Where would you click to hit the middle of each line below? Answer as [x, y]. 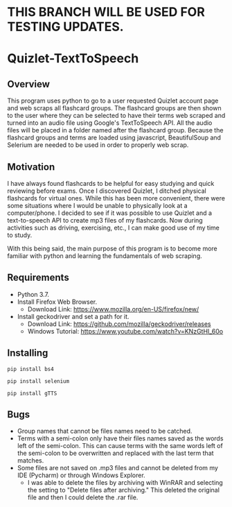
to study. [20, 235]
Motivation [31, 167]
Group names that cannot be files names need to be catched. [105, 431]
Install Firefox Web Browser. [57, 302]
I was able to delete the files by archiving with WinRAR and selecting [125, 483]
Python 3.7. [33, 294]
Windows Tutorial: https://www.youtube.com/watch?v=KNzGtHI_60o [125, 331]
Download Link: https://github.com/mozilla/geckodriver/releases [119, 324]
